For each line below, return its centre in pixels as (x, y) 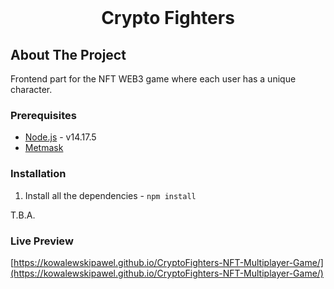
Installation (38, 174)
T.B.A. (23, 215)
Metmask (44, 148)
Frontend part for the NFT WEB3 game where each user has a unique (153, 79)
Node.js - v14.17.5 (60, 137)
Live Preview (42, 241)
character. (31, 89)
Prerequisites (43, 115)
